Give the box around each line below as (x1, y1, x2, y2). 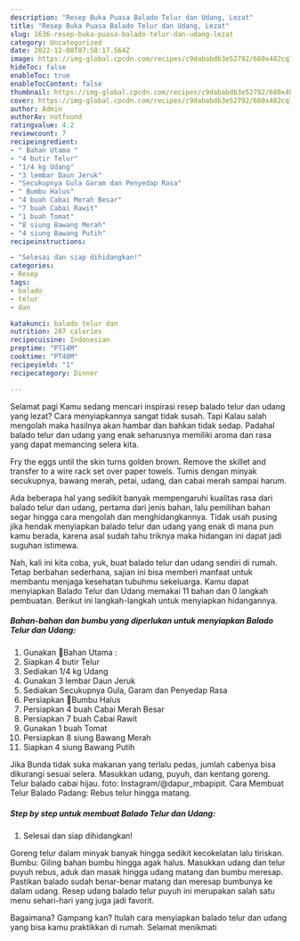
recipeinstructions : (10, 237, 87, 246)
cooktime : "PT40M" (10, 352, 78, 361)
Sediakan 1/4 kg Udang (22, 666, 109, 677)
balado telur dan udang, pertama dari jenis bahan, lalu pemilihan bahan (10, 501, 271, 513)
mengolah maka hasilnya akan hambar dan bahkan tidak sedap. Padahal (10, 420, 275, 431)
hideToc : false (10, 63, 67, 72)
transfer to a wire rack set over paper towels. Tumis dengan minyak (10, 466, 257, 476)
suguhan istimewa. (10, 540, 79, 550)
